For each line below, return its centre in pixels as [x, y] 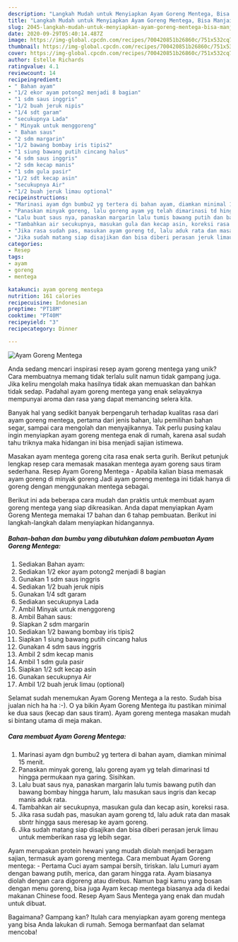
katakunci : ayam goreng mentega [55, 289]
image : [18, 40]
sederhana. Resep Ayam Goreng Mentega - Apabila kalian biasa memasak [116, 471]
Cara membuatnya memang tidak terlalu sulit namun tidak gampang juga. [114, 376]
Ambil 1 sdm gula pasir [51, 661]
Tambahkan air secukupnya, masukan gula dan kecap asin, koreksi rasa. [124, 807]
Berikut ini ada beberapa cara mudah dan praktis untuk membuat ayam [111, 500]
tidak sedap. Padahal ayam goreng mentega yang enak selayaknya [105, 391]
